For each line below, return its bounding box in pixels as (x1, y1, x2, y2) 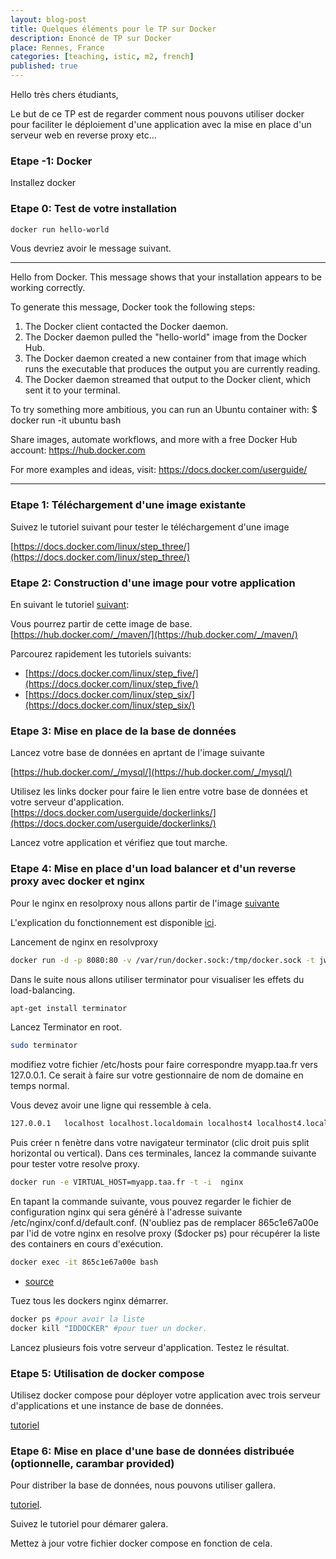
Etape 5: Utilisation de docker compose (10, 1366, 205, 1380)
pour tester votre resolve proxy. (10, 1158, 140, 1170)
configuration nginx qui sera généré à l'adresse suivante (10, 1206, 243, 1218)
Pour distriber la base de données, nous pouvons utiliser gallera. (10, 1479, 276, 1491)
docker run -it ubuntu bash (10, 414, 122, 426)
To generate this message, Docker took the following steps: (10, 301, 256, 313)
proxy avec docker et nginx (10, 874, 146, 888)
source (24, 1275, 55, 1287)
